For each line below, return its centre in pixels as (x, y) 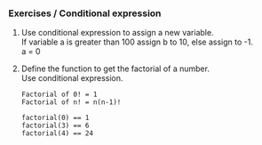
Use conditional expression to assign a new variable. (117, 33)
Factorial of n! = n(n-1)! (71, 102)
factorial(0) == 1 (55, 118)
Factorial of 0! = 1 (59, 95)
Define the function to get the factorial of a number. (115, 68)
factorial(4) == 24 (57, 133)
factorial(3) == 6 (55, 126)
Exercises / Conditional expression (85, 13)
